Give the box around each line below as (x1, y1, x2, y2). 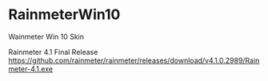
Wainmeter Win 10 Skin (8, 32, 85, 41)
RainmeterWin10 (8, 6, 121, 24)
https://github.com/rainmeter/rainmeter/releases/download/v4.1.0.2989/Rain (8, 56, 260, 65)
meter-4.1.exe (8, 64, 54, 73)
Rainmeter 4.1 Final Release (8, 47, 98, 56)
